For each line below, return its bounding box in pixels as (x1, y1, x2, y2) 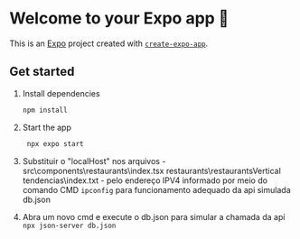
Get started (9, 64, 75, 79)
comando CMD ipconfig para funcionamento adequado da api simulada (22, 184, 291, 195)
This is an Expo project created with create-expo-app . (9, 38, 209, 49)
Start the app (22, 122, 72, 133)
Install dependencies (22, 87, 101, 98)
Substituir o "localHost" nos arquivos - (22, 155, 166, 166)
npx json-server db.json (22, 221, 117, 230)
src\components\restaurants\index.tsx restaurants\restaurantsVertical (22, 165, 282, 176)
